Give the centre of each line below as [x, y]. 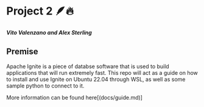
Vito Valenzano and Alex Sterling [49, 32]
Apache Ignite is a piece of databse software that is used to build [88, 66]
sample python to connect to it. [45, 86]
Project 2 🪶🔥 [40, 11]
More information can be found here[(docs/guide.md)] [75, 97]
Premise [22, 52]
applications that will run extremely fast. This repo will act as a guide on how [102, 72]
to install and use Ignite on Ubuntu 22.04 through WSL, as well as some [96, 79]
